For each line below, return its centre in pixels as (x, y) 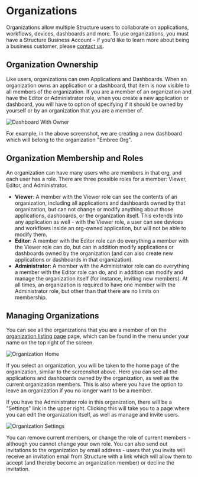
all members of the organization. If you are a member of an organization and (99, 91)
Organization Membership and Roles (75, 158)
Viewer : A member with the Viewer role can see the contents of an (96, 196)
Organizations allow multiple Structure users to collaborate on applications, (98, 27)
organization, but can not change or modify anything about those (94, 209)
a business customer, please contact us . (55, 46)
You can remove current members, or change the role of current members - (98, 438)
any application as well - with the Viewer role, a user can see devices (99, 222)
